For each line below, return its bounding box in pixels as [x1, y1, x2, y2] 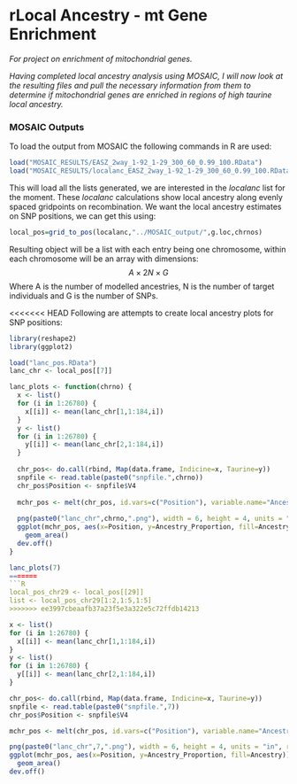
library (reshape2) [9, 334, 77, 343]
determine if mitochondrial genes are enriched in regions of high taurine [9, 89, 272, 100]
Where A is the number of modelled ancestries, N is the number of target [9, 281, 275, 291]
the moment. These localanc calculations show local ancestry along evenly [9, 191, 283, 202]
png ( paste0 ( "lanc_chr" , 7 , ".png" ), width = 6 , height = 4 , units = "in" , [9, 742, 283, 751]
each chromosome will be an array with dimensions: [9, 253, 199, 264]
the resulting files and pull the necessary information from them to [9, 80, 252, 90]
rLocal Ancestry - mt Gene [9, 5, 208, 26]
